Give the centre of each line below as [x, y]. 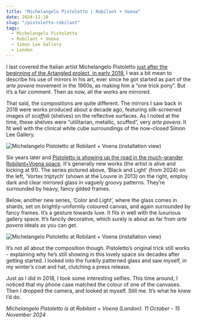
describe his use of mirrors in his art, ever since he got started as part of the [98, 79]
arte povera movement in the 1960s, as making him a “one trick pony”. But [96, 85]
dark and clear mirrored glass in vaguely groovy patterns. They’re [86, 182]
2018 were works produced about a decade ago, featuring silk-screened [94, 109]
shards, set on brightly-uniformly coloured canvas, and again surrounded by [98, 206]
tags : [13, 28]
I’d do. [14, 297]
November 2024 [26, 314]
